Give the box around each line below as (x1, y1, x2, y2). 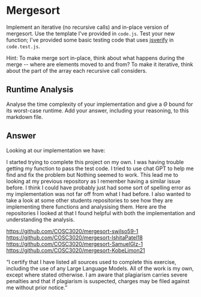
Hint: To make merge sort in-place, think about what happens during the (6, 54, 185, 61)
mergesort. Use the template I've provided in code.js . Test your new (6, 29, 175, 37)
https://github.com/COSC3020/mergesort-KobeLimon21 (6, 246, 145, 254)
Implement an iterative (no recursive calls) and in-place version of (6, 23, 169, 31)
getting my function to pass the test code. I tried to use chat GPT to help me (6, 165, 194, 172)
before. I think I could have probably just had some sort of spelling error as (6, 184, 191, 191)
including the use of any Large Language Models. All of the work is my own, (6, 265, 194, 272)
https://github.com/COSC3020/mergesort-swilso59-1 (6, 227, 139, 234)
